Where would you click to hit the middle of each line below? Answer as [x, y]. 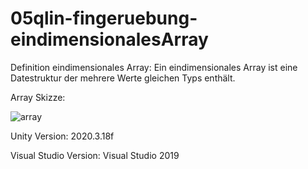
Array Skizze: [38, 97]
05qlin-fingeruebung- [104, 18]
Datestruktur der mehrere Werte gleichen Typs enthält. [123, 78]
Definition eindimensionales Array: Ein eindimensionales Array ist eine [154, 67]
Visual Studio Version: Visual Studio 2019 [95, 155]
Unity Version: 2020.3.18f [62, 136]
